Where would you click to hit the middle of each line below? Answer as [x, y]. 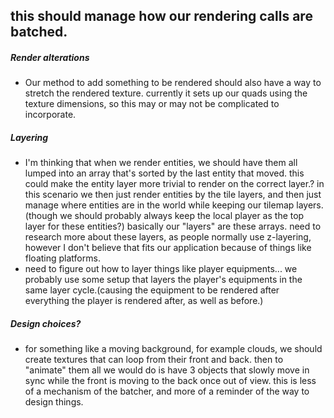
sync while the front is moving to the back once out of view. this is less [170, 381]
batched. [39, 32]
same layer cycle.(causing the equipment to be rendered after [152, 290]
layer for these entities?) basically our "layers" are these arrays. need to [173, 226]
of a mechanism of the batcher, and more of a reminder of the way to [167, 391]
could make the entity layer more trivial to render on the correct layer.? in [174, 184]
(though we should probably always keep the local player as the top [164, 216]
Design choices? [46, 323]
